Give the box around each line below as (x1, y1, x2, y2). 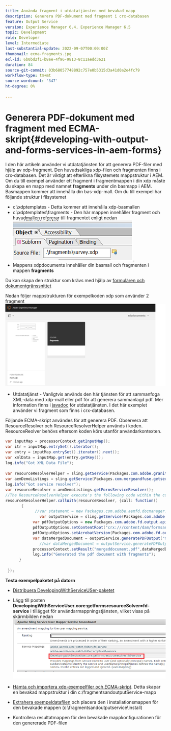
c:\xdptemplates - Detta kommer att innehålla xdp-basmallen (12, 203, 140, 210)
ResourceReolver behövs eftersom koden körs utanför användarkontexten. (5, 428, 162, 435)
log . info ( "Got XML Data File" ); (5, 460, 74, 465)
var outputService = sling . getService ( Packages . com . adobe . (39, 514, 167, 519)
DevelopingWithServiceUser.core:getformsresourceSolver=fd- (12, 602, 150, 608)
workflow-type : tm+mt (5, 73, 51, 78)
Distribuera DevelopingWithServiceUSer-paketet (12, 587, 115, 593)
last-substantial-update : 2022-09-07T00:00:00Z (5, 46, 108, 51)
